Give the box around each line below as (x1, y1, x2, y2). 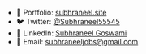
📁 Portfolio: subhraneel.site (15, 8, 107, 17)
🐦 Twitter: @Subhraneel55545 (15, 17, 120, 26)
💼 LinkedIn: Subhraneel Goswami (15, 28, 127, 38)
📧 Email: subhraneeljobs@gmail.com (15, 37, 139, 46)
